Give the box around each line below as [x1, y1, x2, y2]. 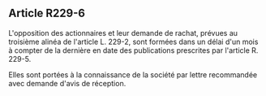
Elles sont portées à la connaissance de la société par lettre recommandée [8, 69, 258, 80]
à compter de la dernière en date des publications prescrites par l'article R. [8, 45, 259, 55]
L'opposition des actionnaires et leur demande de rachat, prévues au [8, 28, 238, 37]
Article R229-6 [8, 7, 85, 20]
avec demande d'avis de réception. [8, 78, 127, 88]
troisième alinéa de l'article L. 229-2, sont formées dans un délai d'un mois [8, 37, 259, 46]
